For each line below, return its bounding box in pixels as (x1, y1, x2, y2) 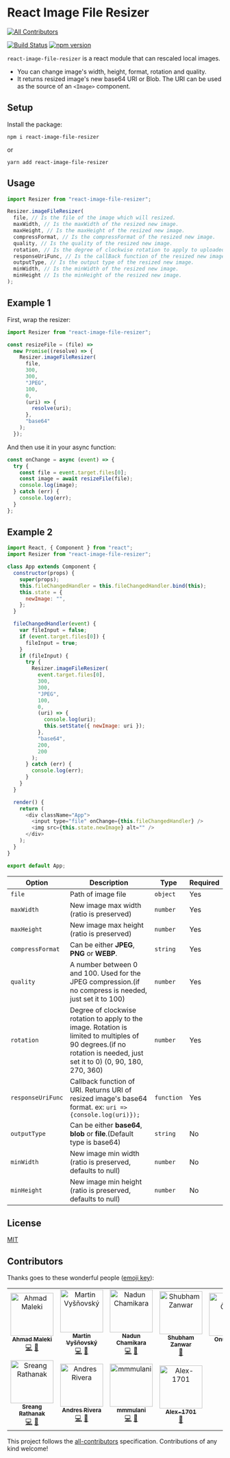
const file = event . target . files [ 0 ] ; (19, 469, 127, 476)
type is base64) (69, 1137, 121, 1147)
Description (89, 878, 129, 887)
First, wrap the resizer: (7, 315, 71, 323)
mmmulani (116, 1406, 146, 1414)
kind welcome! (7, 1444, 49, 1453)
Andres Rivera (62, 1406, 101, 1414)
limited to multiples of (69, 1031, 139, 1040)
